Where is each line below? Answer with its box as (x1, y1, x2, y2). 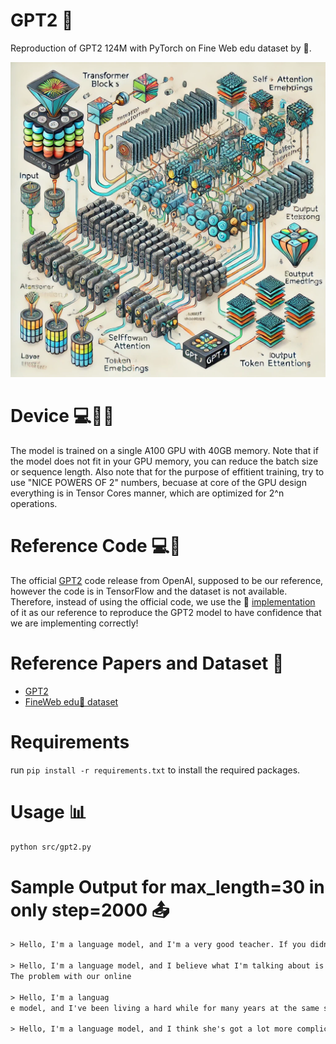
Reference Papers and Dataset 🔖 (10, 652, 285, 674)
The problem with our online (10, 972, 132, 982)
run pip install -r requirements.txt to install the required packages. (10, 764, 301, 776)
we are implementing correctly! (10, 617, 139, 629)
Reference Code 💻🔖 (10, 535, 182, 558)
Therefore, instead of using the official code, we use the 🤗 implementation (10, 595, 316, 608)
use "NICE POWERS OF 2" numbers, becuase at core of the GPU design (10, 476, 307, 488)
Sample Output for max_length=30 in (10, 875, 325, 898)
